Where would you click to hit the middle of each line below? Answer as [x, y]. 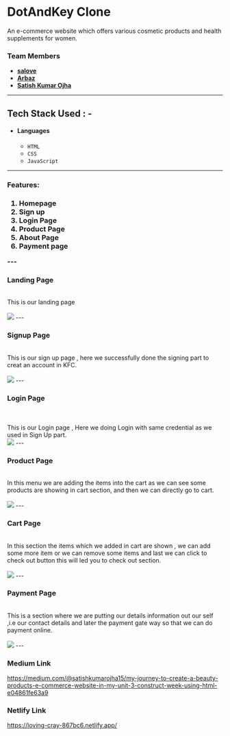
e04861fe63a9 [28, 693]
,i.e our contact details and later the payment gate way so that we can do [110, 623]
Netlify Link [27, 711]
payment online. [30, 630]
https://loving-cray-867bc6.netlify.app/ [62, 725]
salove [27, 71]
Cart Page [24, 524]
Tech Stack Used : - [50, 113]
